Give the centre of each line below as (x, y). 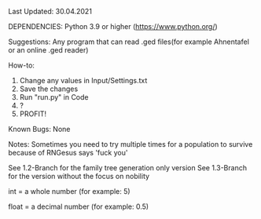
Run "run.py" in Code (54, 97)
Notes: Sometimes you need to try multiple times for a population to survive (130, 144)
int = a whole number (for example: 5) (70, 191)
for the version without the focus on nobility (79, 176)
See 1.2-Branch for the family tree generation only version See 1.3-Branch (128, 168)
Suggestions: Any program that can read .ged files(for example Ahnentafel (129, 42)
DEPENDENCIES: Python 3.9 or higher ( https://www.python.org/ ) (113, 26)
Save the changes (49, 89)
